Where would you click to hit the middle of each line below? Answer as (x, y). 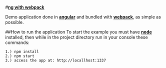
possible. (14, 22)
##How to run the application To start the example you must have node (79, 32)
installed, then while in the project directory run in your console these (77, 37)
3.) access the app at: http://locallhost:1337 (56, 60)
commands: (17, 42)
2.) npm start (20, 56)
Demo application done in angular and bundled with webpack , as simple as (83, 17)
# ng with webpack (25, 7)
